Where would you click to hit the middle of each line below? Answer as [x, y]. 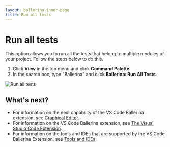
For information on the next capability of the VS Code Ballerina [78, 113]
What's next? [27, 100]
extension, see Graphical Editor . [46, 118]
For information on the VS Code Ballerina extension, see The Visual [83, 123]
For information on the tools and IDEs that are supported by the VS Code [89, 134]
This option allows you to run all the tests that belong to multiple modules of [85, 54]
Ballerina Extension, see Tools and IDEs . [54, 139]
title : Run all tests [28, 15]
